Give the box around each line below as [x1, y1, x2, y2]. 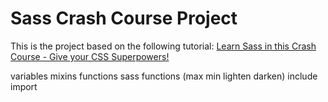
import [10, 80, 38, 92]
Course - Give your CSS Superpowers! [10, 50, 170, 62]
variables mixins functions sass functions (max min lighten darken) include [10, 70, 318, 82]
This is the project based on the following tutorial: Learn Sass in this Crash [10, 40, 317, 52]
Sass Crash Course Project [10, 7, 238, 30]
